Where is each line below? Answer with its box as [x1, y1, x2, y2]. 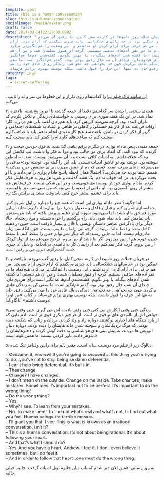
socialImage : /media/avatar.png [5, 21, 71, 26]
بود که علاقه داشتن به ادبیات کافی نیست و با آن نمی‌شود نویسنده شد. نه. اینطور [5, 153, 149, 159]
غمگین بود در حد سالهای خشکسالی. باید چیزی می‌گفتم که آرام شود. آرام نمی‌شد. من [5, 261, 158, 267]
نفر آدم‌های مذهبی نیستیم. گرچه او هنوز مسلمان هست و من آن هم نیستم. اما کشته [5, 271, 154, 277]
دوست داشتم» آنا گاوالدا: [5, 297, 51, 303]
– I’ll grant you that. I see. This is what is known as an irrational [5, 418, 131, 425]
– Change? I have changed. [5, 372, 60, 378]
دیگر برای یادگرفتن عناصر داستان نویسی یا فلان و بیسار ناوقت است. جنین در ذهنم [5, 220, 153, 226]
